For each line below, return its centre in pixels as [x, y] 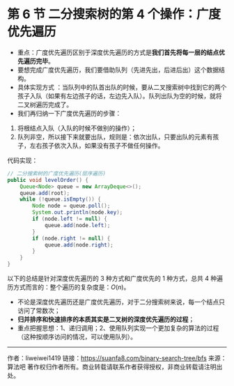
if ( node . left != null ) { [70, 219]
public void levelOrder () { [48, 180]
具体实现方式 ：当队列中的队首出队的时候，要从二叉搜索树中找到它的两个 [122, 87]
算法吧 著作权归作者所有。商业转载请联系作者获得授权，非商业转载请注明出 [115, 367]
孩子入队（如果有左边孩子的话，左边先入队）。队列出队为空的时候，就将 [119, 95]
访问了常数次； [39, 311]
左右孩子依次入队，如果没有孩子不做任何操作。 [97, 145]
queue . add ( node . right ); [79, 245]
